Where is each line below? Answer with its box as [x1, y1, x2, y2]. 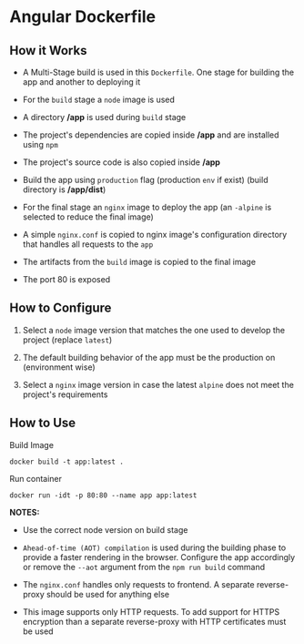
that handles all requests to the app [22, 239, 154, 250]
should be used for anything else [46, 588, 170, 599]
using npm [22, 139, 59, 149]
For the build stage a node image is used [22, 94, 176, 105]
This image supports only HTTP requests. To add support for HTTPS [22, 606, 280, 617]
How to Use [9, 415, 76, 431]
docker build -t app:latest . [9, 457, 125, 466]
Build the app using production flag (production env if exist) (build [22, 175, 269, 185]
